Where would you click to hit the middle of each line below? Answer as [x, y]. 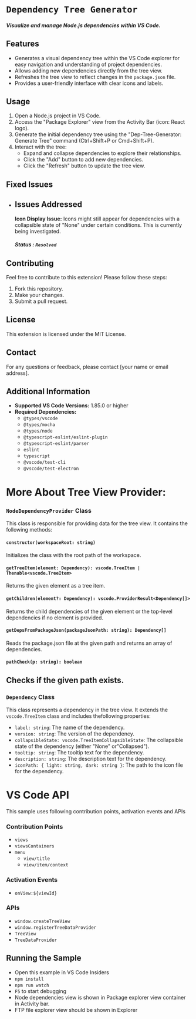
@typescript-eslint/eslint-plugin [65, 437]
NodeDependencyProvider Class [49, 510]
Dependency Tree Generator [72, 10]
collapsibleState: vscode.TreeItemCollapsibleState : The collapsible [99, 740]
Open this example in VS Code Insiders [62, 972]
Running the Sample [44, 958]
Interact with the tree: [40, 147]
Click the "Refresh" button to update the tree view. [84, 166]
